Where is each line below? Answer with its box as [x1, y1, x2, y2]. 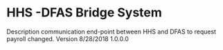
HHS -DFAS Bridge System [6, 5, 162, 21]
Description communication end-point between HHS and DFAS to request [6, 27, 216, 36]
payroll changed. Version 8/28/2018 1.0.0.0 [6, 34, 129, 42]
